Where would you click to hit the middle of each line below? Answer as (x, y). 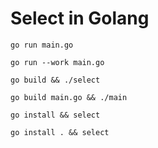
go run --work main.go (57, 62)
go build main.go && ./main (69, 97)
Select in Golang (80, 18)
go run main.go (42, 45)
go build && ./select (55, 80)
